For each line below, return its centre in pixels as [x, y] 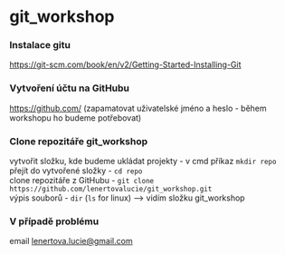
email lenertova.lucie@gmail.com [71, 241]
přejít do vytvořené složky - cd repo [76, 171]
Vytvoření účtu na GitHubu [69, 88]
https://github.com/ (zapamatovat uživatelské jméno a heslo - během [138, 108]
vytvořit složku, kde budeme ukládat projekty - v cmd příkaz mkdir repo [143, 162]
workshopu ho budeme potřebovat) [76, 118]
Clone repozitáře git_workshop [79, 141]
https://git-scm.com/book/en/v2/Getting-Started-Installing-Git [125, 64]
